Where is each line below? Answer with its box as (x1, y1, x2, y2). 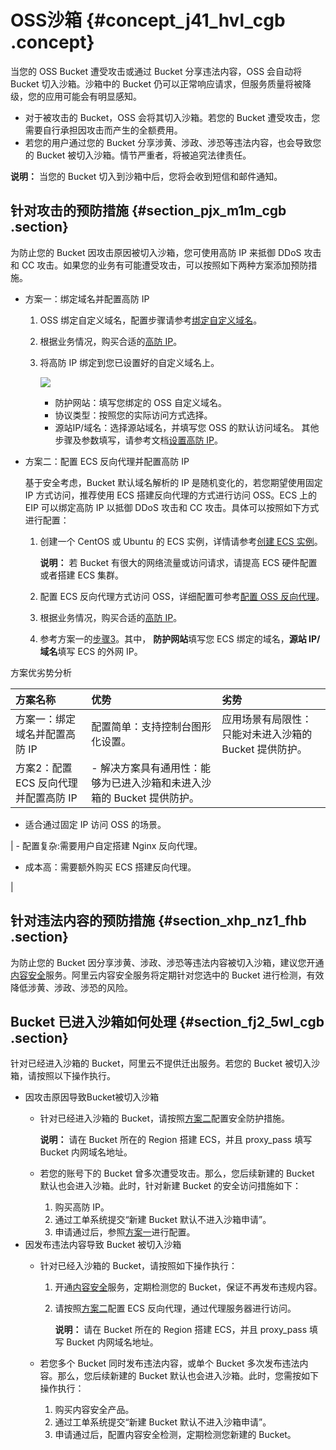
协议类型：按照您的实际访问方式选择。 (54, 409, 213, 421)
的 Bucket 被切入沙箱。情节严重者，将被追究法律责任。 (24, 149, 252, 161)
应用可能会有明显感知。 (44, 90, 142, 102)
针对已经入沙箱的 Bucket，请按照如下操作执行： (39, 1260, 238, 1272)
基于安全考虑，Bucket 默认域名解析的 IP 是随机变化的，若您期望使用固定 (24, 476, 323, 488)
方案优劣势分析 (10, 666, 72, 678)
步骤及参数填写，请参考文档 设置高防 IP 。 (54, 434, 224, 446)
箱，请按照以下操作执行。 (10, 1070, 116, 1082)
